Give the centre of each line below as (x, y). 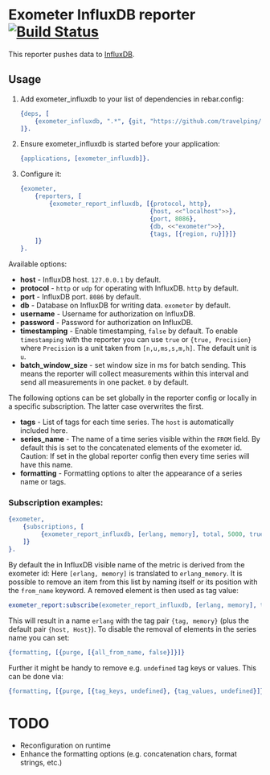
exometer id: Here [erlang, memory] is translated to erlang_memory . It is (125, 573)
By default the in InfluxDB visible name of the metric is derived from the (127, 564)
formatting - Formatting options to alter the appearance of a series (131, 473)
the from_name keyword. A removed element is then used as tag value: (124, 590)
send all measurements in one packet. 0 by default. (104, 382)
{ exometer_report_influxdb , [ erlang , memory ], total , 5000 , (143, 534)
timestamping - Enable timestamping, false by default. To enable (129, 331)
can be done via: (36, 676)
